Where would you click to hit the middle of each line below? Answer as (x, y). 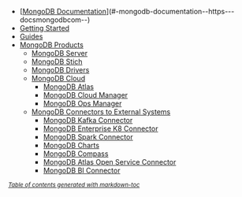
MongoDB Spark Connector (88, 137)
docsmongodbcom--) (55, 20)
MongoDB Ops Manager (82, 103)
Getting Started (44, 28)
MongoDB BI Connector (82, 170)
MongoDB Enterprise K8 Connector (101, 128)
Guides (31, 36)
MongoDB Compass (76, 154)
